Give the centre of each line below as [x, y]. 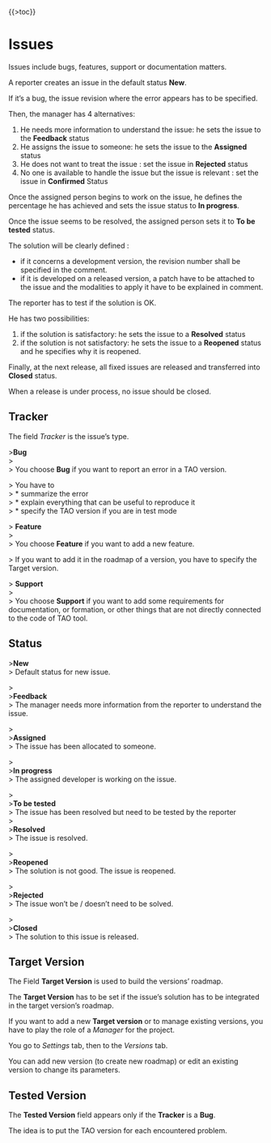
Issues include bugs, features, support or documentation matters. [118, 66]
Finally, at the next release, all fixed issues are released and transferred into [134, 367]
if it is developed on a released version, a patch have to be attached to [137, 278]
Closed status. [33, 375]
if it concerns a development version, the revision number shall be [130, 261]
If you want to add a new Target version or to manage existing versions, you [136, 1021]
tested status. [32, 229]
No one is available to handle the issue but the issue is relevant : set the [139, 173]
